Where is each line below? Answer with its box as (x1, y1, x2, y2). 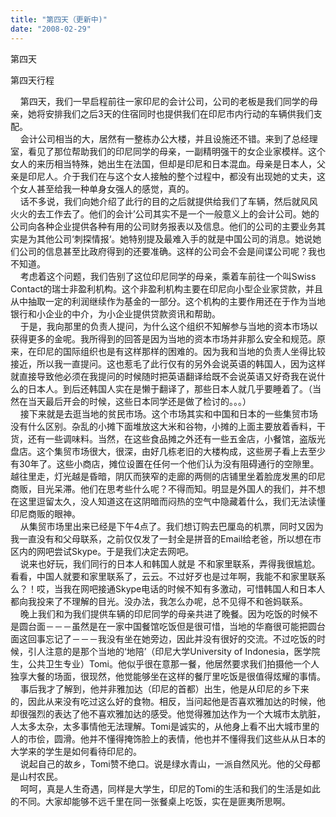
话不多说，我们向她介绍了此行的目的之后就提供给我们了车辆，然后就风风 (19, 195, 318, 207)
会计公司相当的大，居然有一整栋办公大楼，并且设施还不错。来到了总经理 (19, 132, 318, 145)
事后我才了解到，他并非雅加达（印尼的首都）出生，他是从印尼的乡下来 (19, 682, 310, 695)
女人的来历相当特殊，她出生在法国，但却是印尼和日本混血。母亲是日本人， (10, 157, 317, 170)
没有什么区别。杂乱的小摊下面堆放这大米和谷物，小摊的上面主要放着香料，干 (10, 420, 326, 432)
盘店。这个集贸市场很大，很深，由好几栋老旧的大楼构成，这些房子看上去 (10, 445, 308, 457)
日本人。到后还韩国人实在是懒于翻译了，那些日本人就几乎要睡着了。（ (27, 382, 313, 395)
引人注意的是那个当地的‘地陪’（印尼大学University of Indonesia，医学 (27, 645, 312, 657)
